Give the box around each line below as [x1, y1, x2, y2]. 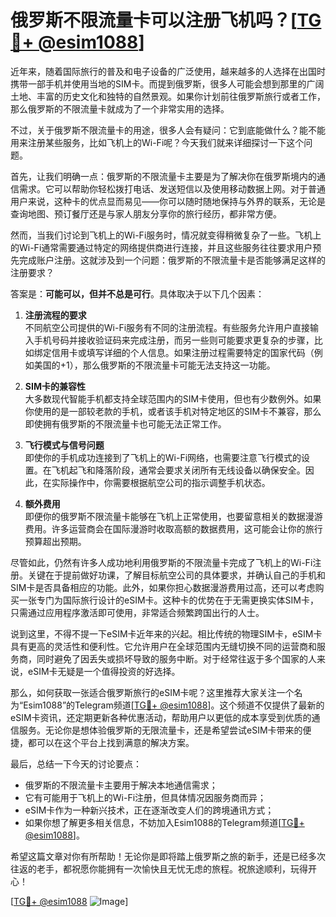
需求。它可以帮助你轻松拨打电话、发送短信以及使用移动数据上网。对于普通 [18, 182, 326, 195]
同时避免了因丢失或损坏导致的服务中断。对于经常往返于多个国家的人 [36, 652, 317, 665]
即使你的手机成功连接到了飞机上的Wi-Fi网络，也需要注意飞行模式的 [24, 451, 302, 463]
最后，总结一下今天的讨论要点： [10, 757, 142, 770]
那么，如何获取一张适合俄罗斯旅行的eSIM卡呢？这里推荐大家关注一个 [10, 686, 295, 698]
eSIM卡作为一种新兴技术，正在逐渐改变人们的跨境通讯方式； [24, 804, 275, 816]
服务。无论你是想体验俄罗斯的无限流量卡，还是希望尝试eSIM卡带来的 [18, 724, 303, 736]
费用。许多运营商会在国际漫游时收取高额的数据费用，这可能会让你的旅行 [24, 522, 323, 535]
